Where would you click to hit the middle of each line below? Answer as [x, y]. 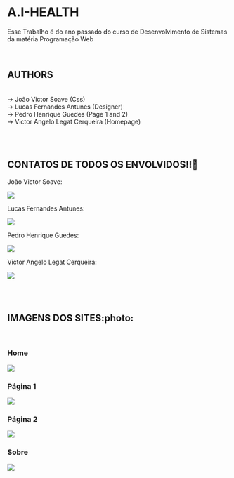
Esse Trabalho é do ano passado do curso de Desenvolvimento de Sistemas [117, 32]
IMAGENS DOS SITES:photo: [71, 318]
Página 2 [22, 419]
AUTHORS [31, 75]
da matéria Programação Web [51, 39]
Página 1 [22, 386]
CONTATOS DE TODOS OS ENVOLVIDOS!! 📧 [103, 165]
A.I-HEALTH [43, 12]
